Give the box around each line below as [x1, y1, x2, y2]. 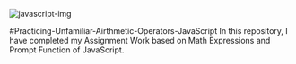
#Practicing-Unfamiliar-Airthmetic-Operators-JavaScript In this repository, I [9, 26, 289, 36]
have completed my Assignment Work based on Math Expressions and [9, 36, 271, 45]
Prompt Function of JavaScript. [9, 44, 125, 55]
